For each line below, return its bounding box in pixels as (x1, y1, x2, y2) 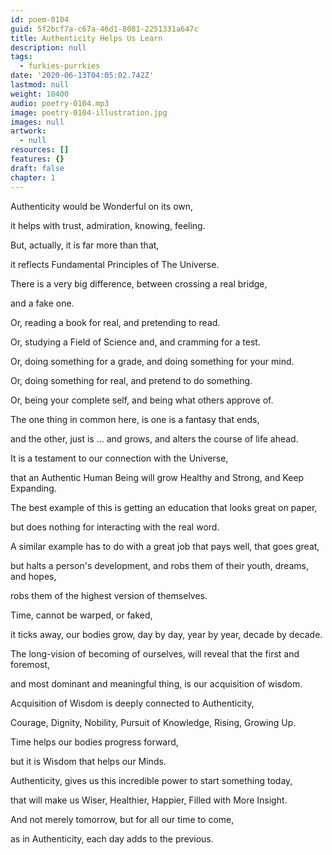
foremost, (10, 658, 51, 670)
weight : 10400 (10, 89, 70, 99)
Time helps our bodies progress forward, (10, 736, 179, 748)
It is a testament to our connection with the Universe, (10, 452, 229, 464)
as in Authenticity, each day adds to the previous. (10, 832, 214, 845)
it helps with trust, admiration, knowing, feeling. (10, 219, 206, 231)
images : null (10, 117, 65, 127)
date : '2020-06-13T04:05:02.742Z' (10, 71, 155, 81)
